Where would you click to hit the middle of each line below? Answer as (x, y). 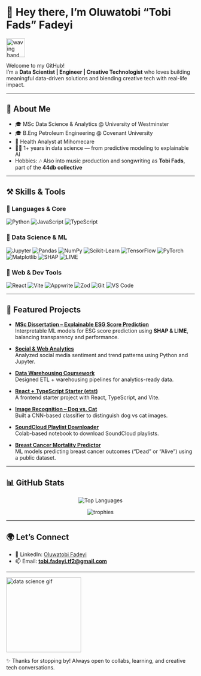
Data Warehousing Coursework (55, 373)
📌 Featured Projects (44, 310)
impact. (16, 84)
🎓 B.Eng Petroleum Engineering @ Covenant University (84, 133)
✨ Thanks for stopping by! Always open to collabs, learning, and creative (96, 661)
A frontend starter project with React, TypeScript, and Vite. (87, 397)
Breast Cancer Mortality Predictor (58, 445)
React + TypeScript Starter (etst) (56, 391)
